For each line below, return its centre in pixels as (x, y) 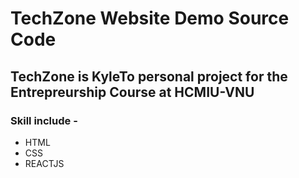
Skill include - (44, 120)
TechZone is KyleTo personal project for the (149, 76)
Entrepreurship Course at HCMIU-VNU (132, 92)
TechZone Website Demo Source (150, 18)
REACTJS (44, 163)
